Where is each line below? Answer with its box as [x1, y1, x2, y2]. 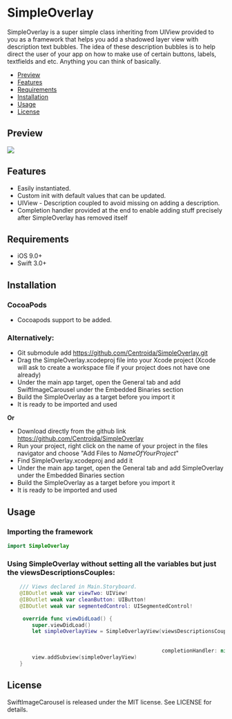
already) [17, 371, 41, 379]
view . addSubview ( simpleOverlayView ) [32, 653, 137, 661]
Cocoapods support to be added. [17, 316, 113, 324]
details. [7, 705, 28, 713]
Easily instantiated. [17, 184, 71, 192]
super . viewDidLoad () [32, 621, 91, 628]
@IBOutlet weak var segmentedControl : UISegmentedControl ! [19, 603, 193, 610]
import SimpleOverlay [7, 542, 70, 550]
